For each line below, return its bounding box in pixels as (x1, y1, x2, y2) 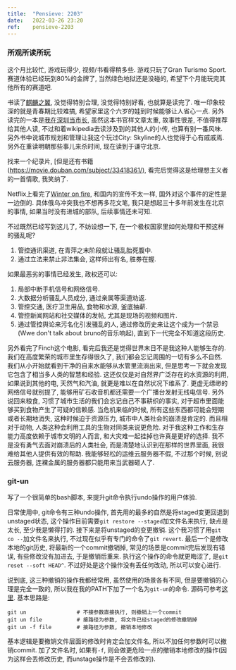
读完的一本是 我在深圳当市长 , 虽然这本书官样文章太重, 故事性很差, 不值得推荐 (7, 116, 228, 124)
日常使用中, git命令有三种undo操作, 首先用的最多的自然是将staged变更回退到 (7, 508, 230, 516)
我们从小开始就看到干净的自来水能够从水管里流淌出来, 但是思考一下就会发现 (7, 361, 227, 370)
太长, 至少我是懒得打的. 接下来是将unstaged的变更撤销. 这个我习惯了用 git (7, 526, 222, 534)
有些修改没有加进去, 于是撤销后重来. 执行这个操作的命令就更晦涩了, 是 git (16, 552, 229, 560)
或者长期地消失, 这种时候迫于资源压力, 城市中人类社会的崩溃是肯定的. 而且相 (7, 414, 228, 423)
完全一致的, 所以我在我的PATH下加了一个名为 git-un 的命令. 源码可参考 (19, 584, 222, 593)
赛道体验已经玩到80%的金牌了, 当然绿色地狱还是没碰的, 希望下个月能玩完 (7, 74, 220, 82)
